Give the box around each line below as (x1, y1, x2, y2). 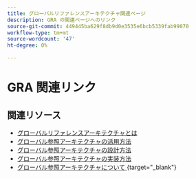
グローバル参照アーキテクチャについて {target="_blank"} (17, 163, 177, 171)
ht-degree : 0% (7, 42, 48, 49)
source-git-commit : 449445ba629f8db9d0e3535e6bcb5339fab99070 (7, 23, 189, 30)
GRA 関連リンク (7, 80, 96, 96)
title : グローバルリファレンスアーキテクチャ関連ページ (7, 10, 146, 17)
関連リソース (7, 109, 61, 121)
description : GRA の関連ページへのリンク (7, 16, 116, 23)
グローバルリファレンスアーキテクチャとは (17, 129, 138, 137)
